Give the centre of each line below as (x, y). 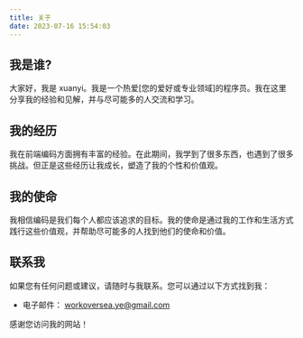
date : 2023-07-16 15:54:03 (60, 26)
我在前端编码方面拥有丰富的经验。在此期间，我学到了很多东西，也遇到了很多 (151, 154)
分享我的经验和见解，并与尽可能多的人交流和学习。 (104, 99)
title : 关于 (30, 18)
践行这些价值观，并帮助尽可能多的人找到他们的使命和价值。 (120, 231)
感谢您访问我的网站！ (49, 324)
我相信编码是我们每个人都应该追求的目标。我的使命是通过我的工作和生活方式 (151, 219)
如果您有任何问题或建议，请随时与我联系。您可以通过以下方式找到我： (140, 286)
